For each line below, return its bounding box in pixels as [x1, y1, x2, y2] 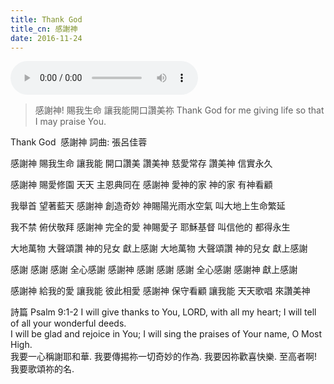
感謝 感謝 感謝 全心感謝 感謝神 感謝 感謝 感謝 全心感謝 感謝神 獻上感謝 [10, 264, 298, 276]
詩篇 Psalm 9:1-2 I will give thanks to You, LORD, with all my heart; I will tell [10, 306, 317, 318]
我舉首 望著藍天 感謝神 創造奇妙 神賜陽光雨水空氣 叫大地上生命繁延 [10, 200, 286, 212]
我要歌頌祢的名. [10, 363, 75, 375]
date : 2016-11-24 [10, 33, 83, 43]
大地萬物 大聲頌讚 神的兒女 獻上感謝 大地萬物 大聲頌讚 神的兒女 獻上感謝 [10, 242, 308, 255]
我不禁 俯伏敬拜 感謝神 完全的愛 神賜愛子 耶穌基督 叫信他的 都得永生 [10, 221, 291, 233]
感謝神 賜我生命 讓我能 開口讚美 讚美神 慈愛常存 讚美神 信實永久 [10, 157, 273, 170]
